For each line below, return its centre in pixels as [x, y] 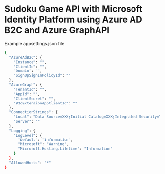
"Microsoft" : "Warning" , [43, 144]
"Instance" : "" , [30, 62]
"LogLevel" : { [28, 135]
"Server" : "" [27, 122]
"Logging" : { [22, 131]
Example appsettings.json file [34, 43]
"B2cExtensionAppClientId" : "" [46, 103]
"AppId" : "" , [27, 94]
